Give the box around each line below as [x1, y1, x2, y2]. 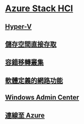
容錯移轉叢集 [5, 58, 44, 66]
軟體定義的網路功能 [5, 76, 63, 84]
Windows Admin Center [5, 93, 79, 102]
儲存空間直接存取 [5, 40, 57, 48]
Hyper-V [5, 22, 32, 31]
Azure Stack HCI [5, 3, 73, 14]
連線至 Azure [5, 111, 45, 120]
